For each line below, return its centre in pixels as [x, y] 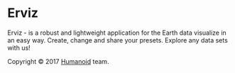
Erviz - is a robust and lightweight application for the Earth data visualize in [117, 33]
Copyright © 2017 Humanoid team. [58, 61]
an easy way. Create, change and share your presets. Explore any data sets [118, 40]
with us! [19, 47]
